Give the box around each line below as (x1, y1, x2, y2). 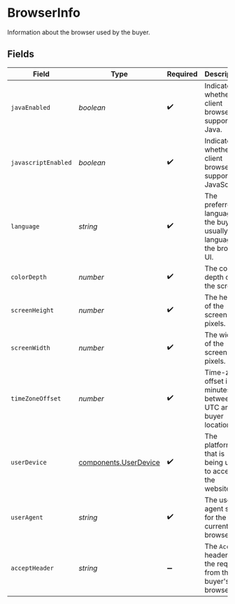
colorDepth (10, 273, 47, 281)
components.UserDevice (78, 457, 161, 467)
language (10, 222, 40, 230)
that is (204, 449, 225, 459)
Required (166, 69, 198, 78)
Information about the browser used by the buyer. (7, 28, 150, 36)
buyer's (204, 576, 229, 586)
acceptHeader (10, 564, 55, 572)
